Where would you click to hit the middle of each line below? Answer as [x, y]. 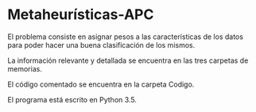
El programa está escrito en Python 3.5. [72, 99]
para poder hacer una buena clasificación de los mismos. [101, 44]
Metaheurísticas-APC [81, 15]
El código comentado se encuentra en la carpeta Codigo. [101, 84]
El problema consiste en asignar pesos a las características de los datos [126, 37]
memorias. [25, 68]
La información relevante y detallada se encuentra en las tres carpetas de [128, 60]
